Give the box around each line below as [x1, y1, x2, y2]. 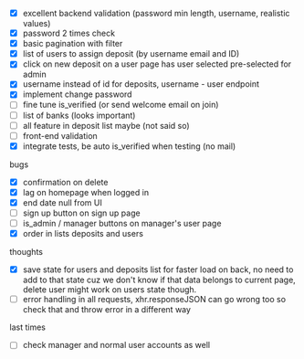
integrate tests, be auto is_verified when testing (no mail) [22, 141, 236, 152]
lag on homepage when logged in [22, 186, 149, 197]
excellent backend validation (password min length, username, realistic [22, 8, 290, 18]
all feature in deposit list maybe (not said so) [22, 120, 190, 131]
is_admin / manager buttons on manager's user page [22, 218, 222, 228]
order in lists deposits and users [22, 228, 144, 239]
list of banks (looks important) [22, 110, 136, 121]
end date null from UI [22, 196, 102, 208]
